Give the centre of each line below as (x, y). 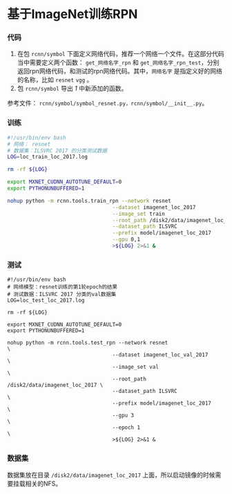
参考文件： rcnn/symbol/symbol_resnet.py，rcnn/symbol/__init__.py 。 (108, 103)
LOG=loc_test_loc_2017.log (46, 301)
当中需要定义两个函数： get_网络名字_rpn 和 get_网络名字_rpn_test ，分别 (118, 62)
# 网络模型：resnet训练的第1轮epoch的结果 (62, 287)
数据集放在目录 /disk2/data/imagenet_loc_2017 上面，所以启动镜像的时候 (111, 475)
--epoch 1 (126, 428)
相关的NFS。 (43, 483)
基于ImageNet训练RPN (72, 14)
